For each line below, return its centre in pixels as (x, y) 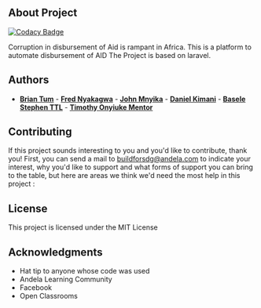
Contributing (40, 132)
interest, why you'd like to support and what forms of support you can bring (131, 167)
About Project (43, 13)
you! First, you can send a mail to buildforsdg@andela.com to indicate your (130, 159)
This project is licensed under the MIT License (83, 227)
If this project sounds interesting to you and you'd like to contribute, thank (128, 150)
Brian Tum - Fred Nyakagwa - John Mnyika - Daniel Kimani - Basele (132, 99)
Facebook (36, 288)
